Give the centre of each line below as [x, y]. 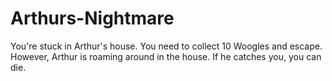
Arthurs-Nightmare [92, 18]
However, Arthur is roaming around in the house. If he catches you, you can [166, 56]
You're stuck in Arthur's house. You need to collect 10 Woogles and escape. [166, 46]
